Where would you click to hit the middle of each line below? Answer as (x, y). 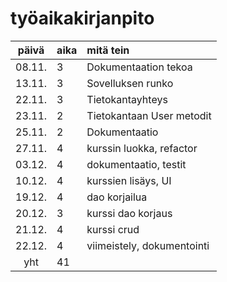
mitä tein (108, 50)
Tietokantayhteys (127, 99)
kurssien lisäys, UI (129, 180)
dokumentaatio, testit (136, 164)
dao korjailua (117, 197)
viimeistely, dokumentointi (148, 245)
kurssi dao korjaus (129, 213)
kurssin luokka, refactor (142, 148)
